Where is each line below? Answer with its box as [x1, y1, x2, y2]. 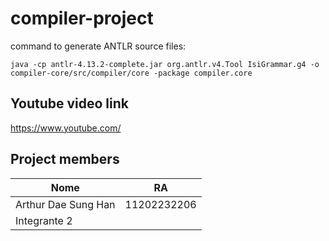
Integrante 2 [15, 213, 73, 227]
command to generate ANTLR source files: [10, 40, 187, 52]
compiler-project [10, 7, 154, 30]
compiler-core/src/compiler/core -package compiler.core [10, 68, 253, 78]
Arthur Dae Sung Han [15, 197, 116, 211]
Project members [10, 151, 120, 168]
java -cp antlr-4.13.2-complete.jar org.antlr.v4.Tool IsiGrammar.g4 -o [10, 59, 320, 69]
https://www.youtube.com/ [10, 122, 122, 134]
